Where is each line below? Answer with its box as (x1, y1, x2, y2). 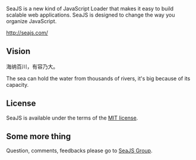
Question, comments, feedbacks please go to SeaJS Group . (6, 147, 153, 154)
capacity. (6, 81, 29, 88)
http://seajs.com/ (6, 29, 49, 36)
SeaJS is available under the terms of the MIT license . (6, 114, 138, 121)
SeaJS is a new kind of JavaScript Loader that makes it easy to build (6, 5, 174, 12)
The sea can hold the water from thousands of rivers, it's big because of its (6, 74, 191, 82)
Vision (6, 46, 31, 57)
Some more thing (6, 131, 71, 142)
